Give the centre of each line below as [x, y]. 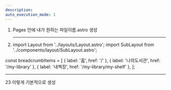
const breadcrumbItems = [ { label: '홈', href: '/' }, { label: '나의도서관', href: [83, 60]
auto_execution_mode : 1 [31, 15]
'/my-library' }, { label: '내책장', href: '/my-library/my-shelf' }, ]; [70, 67]
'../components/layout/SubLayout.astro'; [55, 50]
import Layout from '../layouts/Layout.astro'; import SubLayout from [83, 44]
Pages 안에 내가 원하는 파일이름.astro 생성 [55, 30]
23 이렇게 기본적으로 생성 [31, 82]
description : [19, 10]
